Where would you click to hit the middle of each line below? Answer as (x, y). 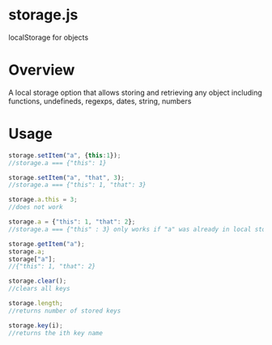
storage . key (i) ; (36, 326)
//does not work (36, 207)
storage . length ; (36, 304)
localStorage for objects (49, 37)
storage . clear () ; (38, 281)
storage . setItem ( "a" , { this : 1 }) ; (65, 155)
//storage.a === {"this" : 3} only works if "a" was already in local (130, 229)
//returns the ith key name (56, 333)
